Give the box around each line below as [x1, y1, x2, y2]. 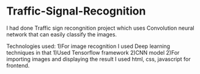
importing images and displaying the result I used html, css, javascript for [6, 55, 191, 62]
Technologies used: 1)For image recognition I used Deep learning [6, 42, 170, 50]
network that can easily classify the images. [6, 30, 117, 38]
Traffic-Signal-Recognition [6, 4, 146, 18]
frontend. [6, 62, 30, 69]
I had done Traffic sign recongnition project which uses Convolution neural [6, 24, 194, 32]
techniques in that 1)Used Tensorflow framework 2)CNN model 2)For [6, 49, 180, 56]
